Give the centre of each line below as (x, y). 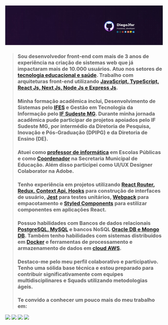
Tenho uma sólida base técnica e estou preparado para (85, 268)
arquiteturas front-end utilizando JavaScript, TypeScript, (88, 81)
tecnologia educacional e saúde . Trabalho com (75, 75)
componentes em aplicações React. (62, 210)
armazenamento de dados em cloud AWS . (69, 248)
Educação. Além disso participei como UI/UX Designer (85, 165)
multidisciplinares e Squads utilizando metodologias (82, 280)
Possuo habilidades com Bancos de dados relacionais (84, 223)
